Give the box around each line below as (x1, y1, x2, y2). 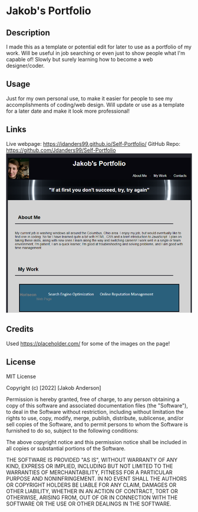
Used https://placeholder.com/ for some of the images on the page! (6, 340, 170, 347)
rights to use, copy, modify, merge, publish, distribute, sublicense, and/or (6, 415, 184, 422)
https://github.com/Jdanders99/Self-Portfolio (6, 146, 116, 154)
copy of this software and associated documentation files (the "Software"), (6, 402, 189, 409)
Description (6, 28, 50, 38)
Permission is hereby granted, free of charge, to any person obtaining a (6, 396, 180, 403)
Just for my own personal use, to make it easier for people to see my (6, 94, 173, 102)
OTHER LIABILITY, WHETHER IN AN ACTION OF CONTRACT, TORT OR (6, 487, 178, 494)
